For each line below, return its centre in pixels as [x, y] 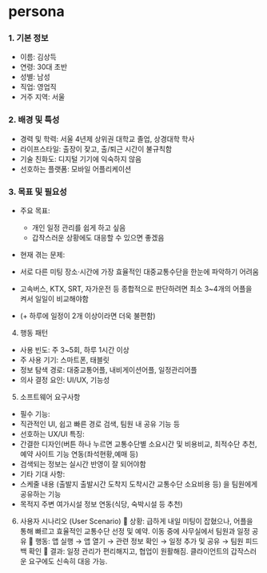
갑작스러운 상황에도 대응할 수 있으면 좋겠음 [98, 238]
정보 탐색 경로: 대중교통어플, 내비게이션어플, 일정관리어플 [108, 370]
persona [37, 12]
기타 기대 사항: [42, 474]
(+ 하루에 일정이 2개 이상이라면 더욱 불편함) [88, 316]
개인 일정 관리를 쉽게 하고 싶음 [79, 228]
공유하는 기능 [40, 494]
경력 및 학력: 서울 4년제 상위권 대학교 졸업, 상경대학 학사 [107, 139]
